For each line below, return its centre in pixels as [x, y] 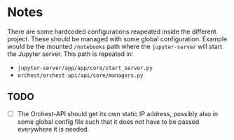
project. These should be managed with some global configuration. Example [117, 38]
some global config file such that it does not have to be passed [108, 121]
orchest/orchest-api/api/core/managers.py [80, 75]
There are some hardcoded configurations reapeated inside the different [112, 31]
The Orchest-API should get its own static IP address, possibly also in [118, 113]
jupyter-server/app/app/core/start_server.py [85, 68]
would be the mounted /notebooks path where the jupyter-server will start [115, 46]
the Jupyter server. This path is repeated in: [70, 54]
